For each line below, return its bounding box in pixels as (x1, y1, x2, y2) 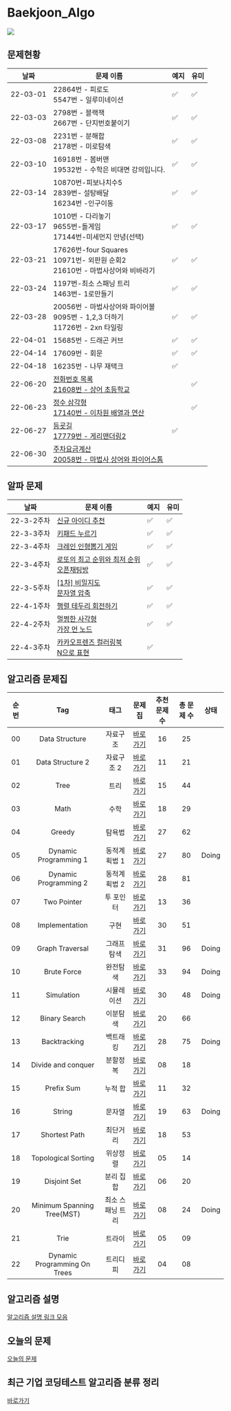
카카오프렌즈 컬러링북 (56, 637, 122, 647)
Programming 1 (37, 855, 88, 865)
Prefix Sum (45, 1083, 81, 1093)
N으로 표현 (56, 647, 89, 657)
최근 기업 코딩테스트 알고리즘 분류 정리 (7, 1377, 159, 1388)
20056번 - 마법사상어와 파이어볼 (53, 302, 156, 311)
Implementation (37, 920, 88, 930)
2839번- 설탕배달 (53, 188, 109, 197)
